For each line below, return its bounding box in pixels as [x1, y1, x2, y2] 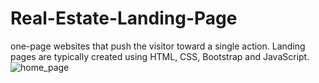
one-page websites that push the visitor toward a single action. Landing [10, 40, 306, 52]
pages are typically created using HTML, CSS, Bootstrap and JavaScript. [10, 50, 310, 62]
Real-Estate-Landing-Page [10, 7, 238, 30]
